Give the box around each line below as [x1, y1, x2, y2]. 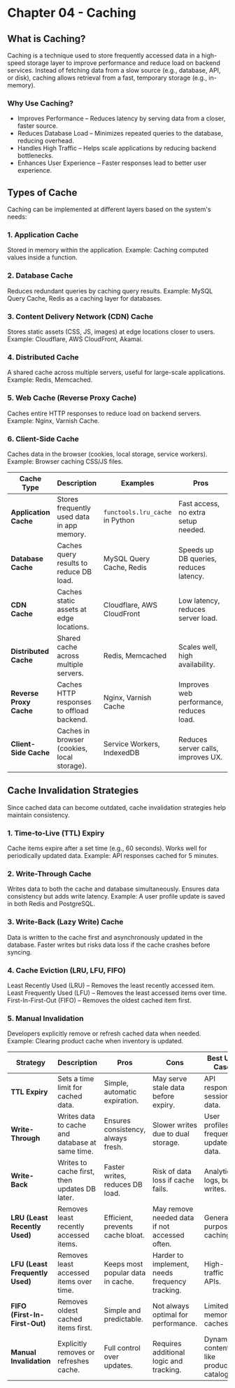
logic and [152, 1357, 183, 1366]
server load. [178, 613, 218, 623]
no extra [178, 507, 206, 517]
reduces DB [104, 1180, 143, 1189]
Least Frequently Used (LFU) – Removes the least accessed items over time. [7, 988, 227, 997]
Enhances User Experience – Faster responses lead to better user [17, 159, 207, 167]
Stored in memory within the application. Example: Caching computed [7, 246, 208, 255]
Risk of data [152, 1166, 192, 1176]
